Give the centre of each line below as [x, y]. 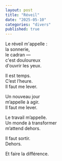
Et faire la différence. [27, 154]
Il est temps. [18, 76]
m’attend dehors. [23, 129]
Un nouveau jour [23, 97]
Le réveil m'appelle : [26, 44]
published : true [22, 29]
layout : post [19, 10]
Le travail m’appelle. [26, 118]
